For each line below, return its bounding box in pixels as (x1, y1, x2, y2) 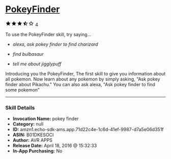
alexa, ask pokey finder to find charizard (12, 41, 98, 47)
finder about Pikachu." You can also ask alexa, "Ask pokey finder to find (5, 81, 155, 87)
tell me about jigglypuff (12, 61, 62, 67)
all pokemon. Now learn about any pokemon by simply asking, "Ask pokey (5, 76, 160, 82)
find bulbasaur (12, 51, 44, 57)
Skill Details (5, 104, 35, 111)
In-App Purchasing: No (12, 148, 63, 154)
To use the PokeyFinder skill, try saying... (5, 31, 92, 37)
